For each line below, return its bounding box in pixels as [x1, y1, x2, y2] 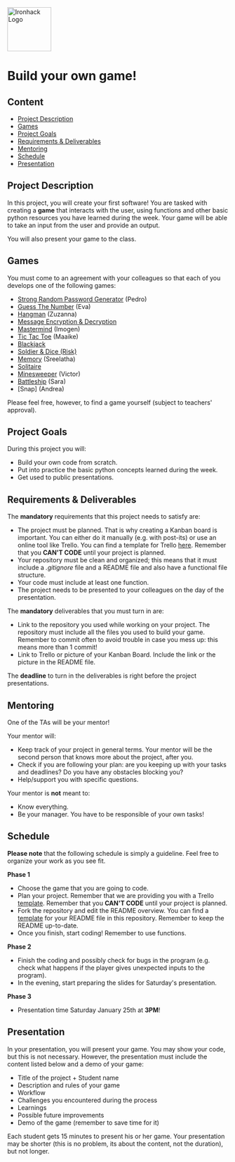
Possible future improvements [17, 1111, 105, 1119]
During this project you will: [7, 445, 86, 453]
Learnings [17, 1103, 47, 1111]
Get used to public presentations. [17, 473, 114, 481]
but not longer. [7, 1147, 50, 1155]
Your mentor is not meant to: [7, 789, 90, 797]
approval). [7, 405, 37, 414]
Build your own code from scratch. [17, 458, 118, 467]
